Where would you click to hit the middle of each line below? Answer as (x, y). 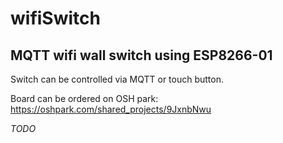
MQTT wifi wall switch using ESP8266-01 (141, 55)
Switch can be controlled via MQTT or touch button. (117, 79)
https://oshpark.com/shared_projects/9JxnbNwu (111, 109)
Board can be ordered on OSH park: (84, 98)
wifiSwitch (55, 18)
